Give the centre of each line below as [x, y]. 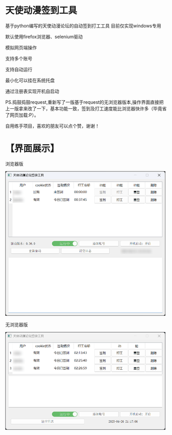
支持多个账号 [19, 58]
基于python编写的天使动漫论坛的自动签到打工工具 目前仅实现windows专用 [83, 26]
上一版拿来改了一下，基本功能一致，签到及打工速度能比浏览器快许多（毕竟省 [86, 108]
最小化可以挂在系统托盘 [30, 80]
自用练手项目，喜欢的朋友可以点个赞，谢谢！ [52, 126]
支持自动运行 [19, 69]
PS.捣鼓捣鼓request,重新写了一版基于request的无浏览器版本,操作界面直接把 [84, 102]
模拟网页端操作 [21, 47]
